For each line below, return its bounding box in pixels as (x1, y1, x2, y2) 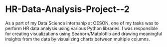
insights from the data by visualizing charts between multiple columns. (5, 36, 151, 42)
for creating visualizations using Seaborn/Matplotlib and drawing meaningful (5, 30, 163, 36)
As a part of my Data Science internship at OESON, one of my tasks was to (5, 20, 159, 26)
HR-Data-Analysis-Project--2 (5, 3, 130, 15)
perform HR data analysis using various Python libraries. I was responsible (5, 25, 158, 31)
